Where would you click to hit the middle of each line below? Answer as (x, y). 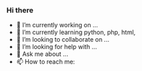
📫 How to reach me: (46, 62)
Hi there (20, 10)
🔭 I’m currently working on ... (57, 25)
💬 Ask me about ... (42, 54)
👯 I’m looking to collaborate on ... (63, 40)
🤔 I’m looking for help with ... (57, 47)
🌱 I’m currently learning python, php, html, (76, 32)
